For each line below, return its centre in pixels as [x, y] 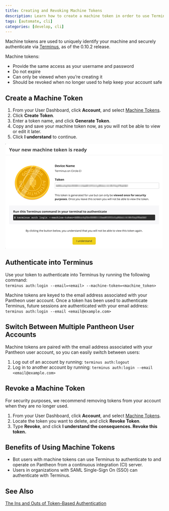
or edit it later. [27, 132]
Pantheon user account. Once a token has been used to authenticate [76, 300]
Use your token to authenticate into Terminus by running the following [77, 274]
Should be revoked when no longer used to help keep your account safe [87, 82]
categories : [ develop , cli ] [35, 27]
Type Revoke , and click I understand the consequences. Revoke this [85, 426]
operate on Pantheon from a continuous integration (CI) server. [78, 465]
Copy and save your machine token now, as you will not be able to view [87, 126]
